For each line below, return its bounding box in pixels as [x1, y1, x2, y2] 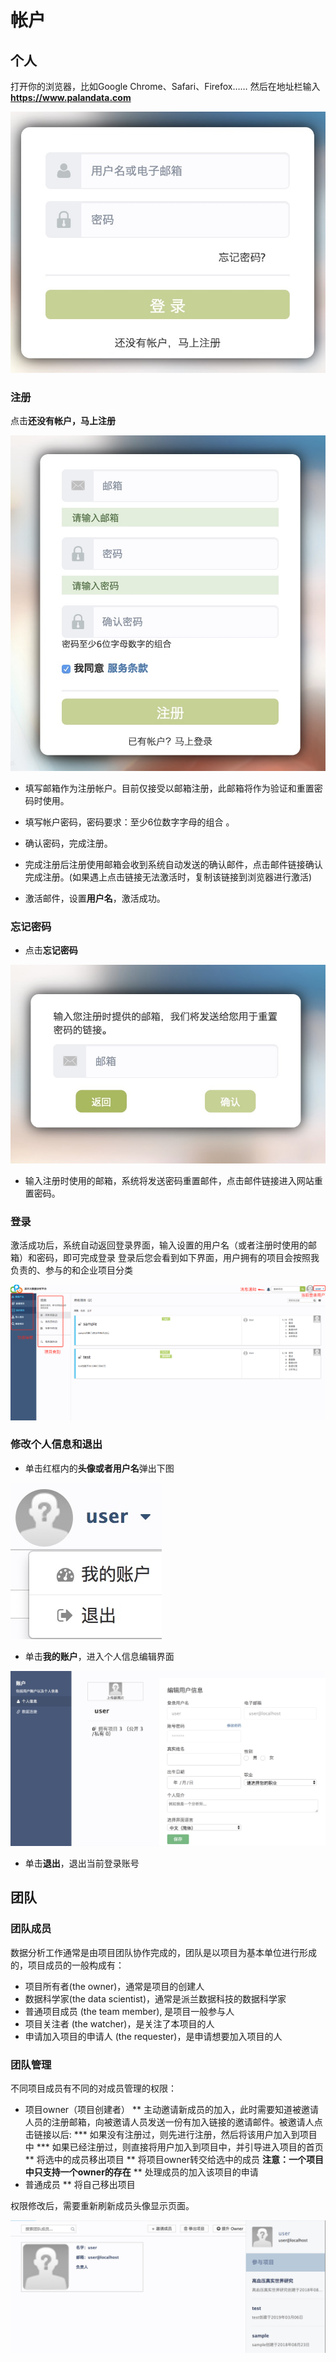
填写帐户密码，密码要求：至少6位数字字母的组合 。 [24, 816, 235, 828]
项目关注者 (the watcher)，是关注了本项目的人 [24, 2017, 215, 2030]
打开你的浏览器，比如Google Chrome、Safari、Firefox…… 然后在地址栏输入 [10, 81, 321, 92]
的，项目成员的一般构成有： [10, 1959, 125, 1971]
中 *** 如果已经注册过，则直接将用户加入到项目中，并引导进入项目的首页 [24, 2141, 324, 2153]
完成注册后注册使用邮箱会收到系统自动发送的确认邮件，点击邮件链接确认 [24, 858, 323, 870]
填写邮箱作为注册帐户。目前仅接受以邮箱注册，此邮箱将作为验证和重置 [24, 782, 315, 794]
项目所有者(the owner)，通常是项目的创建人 [24, 1980, 205, 1992]
